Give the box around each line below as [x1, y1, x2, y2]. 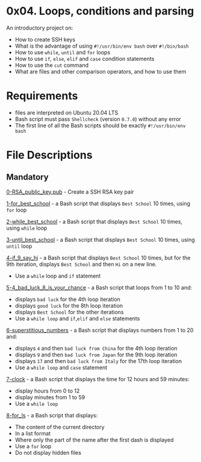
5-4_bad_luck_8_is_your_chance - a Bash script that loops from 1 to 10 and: [6, 283, 193, 291]
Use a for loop [14, 442, 52, 450]
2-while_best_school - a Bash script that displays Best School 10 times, [6, 218, 182, 225]
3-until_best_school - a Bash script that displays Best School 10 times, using [6, 236, 196, 243]
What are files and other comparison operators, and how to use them [14, 68, 187, 75]
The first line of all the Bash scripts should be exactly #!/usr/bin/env [14, 122, 186, 129]
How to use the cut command [14, 62, 89, 69]
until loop [6, 242, 32, 250]
